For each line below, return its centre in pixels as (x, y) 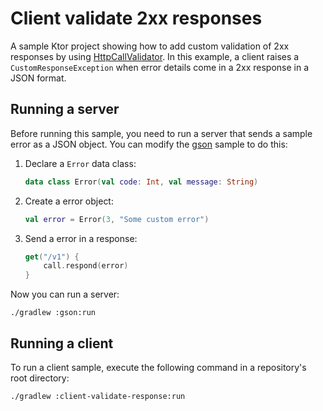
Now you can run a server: (65, 294)
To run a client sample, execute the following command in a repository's (158, 367)
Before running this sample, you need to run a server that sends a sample (161, 133)
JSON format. (38, 78)
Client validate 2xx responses (136, 18)
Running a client (62, 343)
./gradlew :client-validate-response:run (98, 396)
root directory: (40, 378)
